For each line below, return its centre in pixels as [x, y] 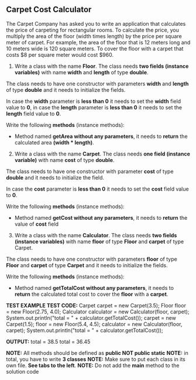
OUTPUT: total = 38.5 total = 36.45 [48, 341]
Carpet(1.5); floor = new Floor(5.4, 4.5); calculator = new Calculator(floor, [94, 324]
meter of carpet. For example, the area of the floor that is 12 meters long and [98, 42]
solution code [23, 371]
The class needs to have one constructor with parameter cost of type [90, 171]
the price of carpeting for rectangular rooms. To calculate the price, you [93, 30]
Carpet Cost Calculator [49, 10]
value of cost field [37, 224]
